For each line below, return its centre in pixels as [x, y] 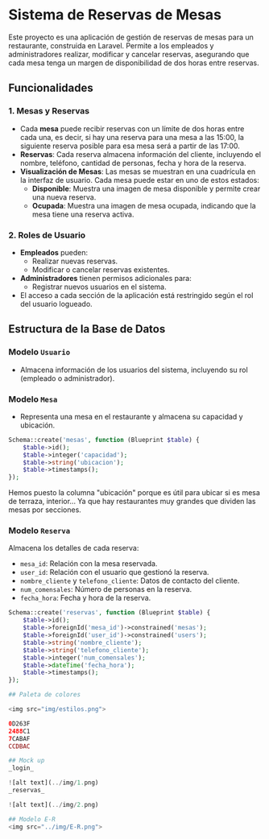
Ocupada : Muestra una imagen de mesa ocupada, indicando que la [144, 205]
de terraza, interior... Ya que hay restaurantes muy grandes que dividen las [132, 502]
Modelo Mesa [33, 399]
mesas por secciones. [45, 510]
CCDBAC [19, 746]
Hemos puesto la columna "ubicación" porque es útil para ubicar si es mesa [134, 493]
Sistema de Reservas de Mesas [115, 15]
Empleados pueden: [54, 252]
